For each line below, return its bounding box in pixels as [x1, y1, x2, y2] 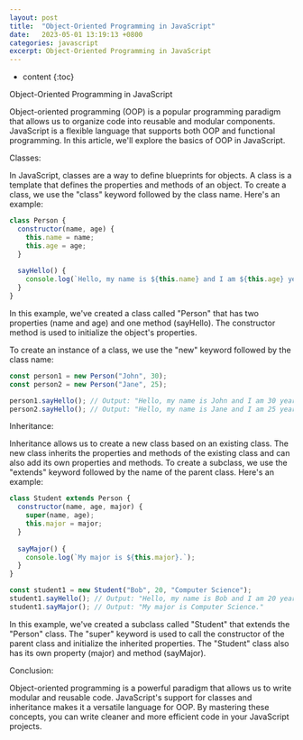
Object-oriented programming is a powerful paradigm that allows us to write [9, 682, 292, 693]
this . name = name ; [25, 233, 95, 242]
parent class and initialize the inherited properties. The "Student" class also [9, 637, 289, 649]
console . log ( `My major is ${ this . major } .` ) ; [25, 553, 196, 562]
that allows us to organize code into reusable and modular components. [9, 116, 276, 127]
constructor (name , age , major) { [17, 502, 143, 512]
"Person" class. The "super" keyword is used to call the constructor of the [9, 628, 285, 639]
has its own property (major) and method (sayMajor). [9, 647, 207, 658]
